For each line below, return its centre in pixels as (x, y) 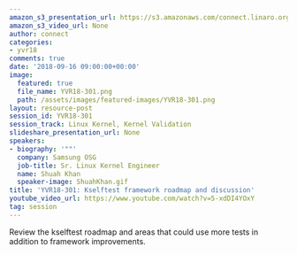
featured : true (45, 83)
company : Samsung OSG (57, 157)
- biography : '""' (43, 149)
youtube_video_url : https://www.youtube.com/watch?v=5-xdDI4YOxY (132, 199)
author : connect (39, 34)
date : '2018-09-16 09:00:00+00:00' (75, 67)
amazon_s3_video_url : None (59, 26)
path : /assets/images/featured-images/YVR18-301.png (116, 100)
